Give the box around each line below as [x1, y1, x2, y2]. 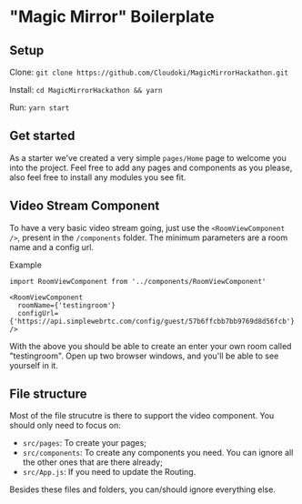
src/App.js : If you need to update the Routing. [22, 467, 196, 478]
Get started [9, 128, 75, 144]
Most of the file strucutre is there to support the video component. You [9, 410, 275, 421]
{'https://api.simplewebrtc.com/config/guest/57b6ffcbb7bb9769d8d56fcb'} [9, 317, 296, 326]
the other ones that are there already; [22, 457, 164, 468]
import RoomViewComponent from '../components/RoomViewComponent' [9, 277, 267, 286]
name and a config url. [9, 241, 94, 252]
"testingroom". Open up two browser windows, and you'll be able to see [9, 350, 279, 361]
